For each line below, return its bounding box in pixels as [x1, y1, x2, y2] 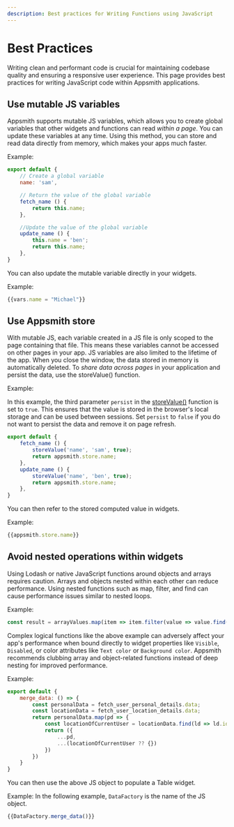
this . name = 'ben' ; [32, 237, 89, 244]
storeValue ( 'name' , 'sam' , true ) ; [32, 447, 132, 454]
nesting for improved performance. [7, 661, 108, 669]
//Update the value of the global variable [19, 224, 148, 231]
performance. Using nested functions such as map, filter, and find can [7, 584, 209, 593]
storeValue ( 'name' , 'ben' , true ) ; [32, 472, 132, 479]
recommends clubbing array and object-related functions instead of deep [7, 653, 218, 662]
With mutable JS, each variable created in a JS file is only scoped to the [7, 334, 214, 342]
